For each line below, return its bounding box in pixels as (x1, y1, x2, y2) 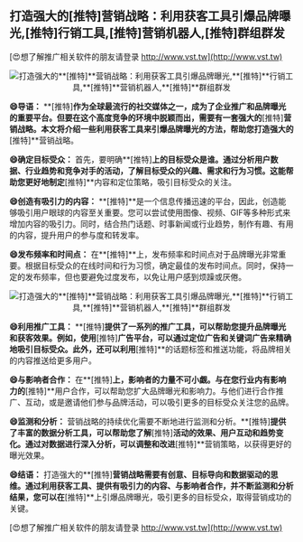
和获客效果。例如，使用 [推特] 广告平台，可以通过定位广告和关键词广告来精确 (9, 332, 292, 343)
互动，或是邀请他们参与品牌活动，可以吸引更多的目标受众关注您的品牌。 (24, 397, 294, 407)
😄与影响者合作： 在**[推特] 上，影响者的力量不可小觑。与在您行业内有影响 (9, 374, 287, 385)
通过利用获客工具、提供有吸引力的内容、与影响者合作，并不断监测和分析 (24, 480, 294, 491)
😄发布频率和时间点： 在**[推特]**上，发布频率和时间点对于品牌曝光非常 (9, 248, 279, 259)
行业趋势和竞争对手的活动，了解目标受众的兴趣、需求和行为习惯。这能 (24, 165, 286, 176)
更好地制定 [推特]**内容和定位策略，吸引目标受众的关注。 (24, 176, 237, 187)
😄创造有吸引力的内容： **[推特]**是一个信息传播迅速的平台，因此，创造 (9, 195, 279, 206)
